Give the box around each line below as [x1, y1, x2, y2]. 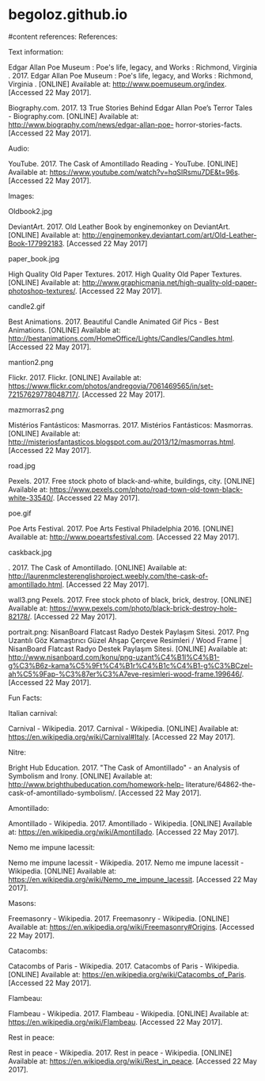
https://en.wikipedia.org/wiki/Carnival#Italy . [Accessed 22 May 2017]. [8, 732, 236, 741]
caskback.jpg [8, 547, 52, 557]
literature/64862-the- [185, 779, 256, 789]
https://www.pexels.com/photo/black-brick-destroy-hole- [49, 603, 237, 613]
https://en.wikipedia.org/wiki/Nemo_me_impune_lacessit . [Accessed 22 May [8, 874, 258, 884]
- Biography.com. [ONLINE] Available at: [8, 111, 139, 120]
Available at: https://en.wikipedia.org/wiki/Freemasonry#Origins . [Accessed [8, 922, 255, 931]
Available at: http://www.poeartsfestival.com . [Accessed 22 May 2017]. [8, 532, 240, 542]
